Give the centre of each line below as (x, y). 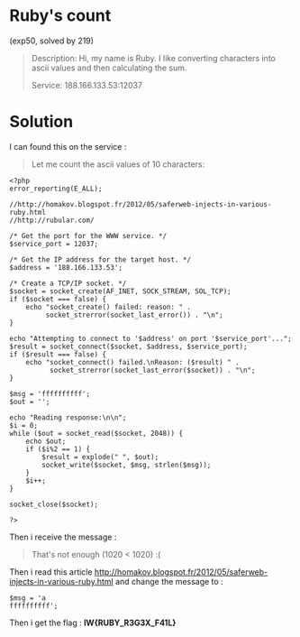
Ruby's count (60, 16)
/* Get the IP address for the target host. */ (100, 259)
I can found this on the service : (68, 146)
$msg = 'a (28, 598)
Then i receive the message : (63, 537)
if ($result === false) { (58, 354)
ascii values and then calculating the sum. (109, 68)
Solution (41, 122)
